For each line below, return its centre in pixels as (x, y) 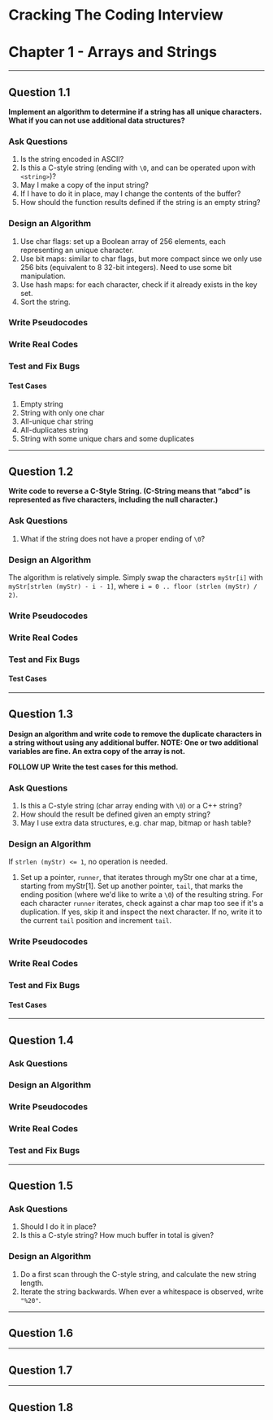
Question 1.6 (41, 1333)
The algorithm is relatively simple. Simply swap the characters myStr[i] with (136, 577)
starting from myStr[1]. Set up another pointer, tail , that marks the (132, 886)
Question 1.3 (41, 714)
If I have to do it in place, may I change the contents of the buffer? (130, 194)
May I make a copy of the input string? (84, 185)
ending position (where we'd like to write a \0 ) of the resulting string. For (141, 895)
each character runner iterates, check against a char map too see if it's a (142, 904)
